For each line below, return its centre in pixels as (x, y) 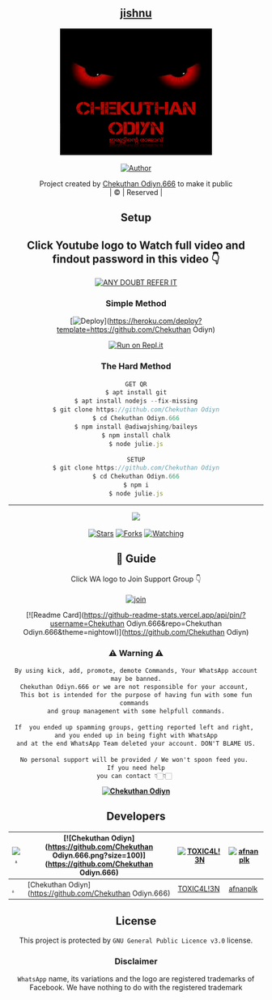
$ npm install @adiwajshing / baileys (136, 427)
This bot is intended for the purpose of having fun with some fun (136, 696)
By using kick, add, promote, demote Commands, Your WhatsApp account (136, 671)
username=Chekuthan (87, 623)
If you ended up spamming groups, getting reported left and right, (134, 728)
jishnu (136, 13)
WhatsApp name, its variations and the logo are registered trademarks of (136, 979)
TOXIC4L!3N (199, 889)
